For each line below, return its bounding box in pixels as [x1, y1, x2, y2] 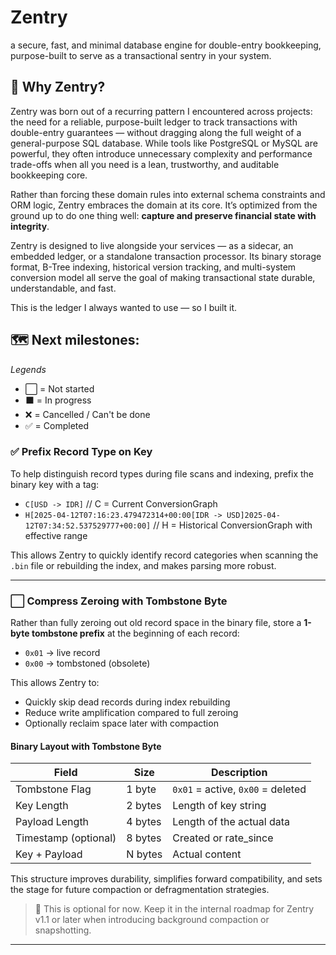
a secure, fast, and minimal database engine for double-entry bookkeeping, [10, 39, 322, 51]
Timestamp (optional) [15, 831, 117, 845]
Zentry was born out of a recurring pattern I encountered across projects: [10, 105, 313, 117]
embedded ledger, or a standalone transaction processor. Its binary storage [10, 250, 322, 262]
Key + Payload [15, 847, 83, 861]
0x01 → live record [24, 647, 101, 659]
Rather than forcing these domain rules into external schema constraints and [10, 188, 326, 200]
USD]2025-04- [226, 510, 281, 520]
